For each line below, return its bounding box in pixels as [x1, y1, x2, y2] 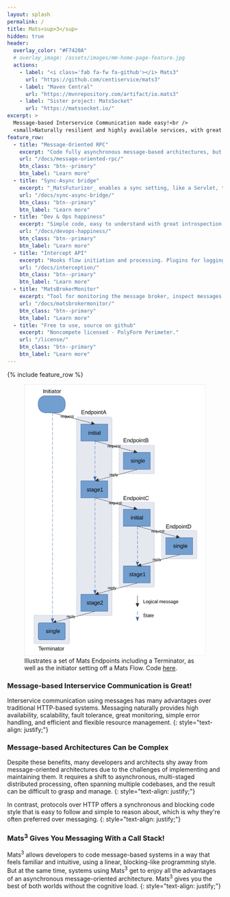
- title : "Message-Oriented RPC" [13, 141, 109, 148]
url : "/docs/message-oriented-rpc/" [19, 156, 125, 162]
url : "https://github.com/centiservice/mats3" [25, 76, 161, 83]
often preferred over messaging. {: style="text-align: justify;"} [7, 815, 181, 824]
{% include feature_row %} [7, 370, 84, 378]
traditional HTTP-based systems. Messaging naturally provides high [7, 703, 199, 712]
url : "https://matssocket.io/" [25, 105, 115, 112]
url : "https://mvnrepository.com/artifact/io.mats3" [25, 90, 179, 97]
